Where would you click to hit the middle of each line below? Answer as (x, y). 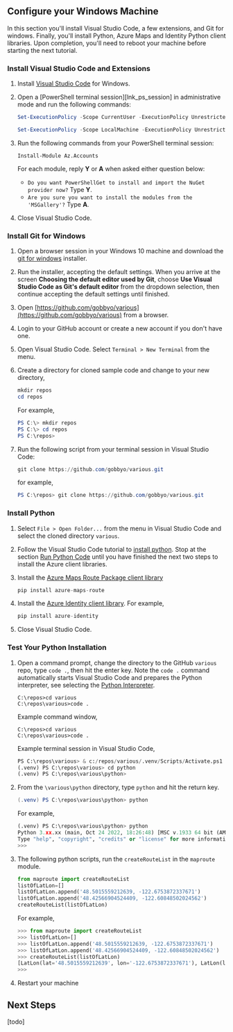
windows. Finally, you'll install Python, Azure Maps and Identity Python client (117, 35)
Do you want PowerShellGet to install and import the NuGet (116, 183)
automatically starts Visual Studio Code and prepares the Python (110, 677)
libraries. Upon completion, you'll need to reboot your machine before (107, 43)
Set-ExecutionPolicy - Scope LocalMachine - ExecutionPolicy (104, 129)
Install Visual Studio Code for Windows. (74, 84)
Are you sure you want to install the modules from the (110, 198)
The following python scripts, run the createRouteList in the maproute (116, 859)
